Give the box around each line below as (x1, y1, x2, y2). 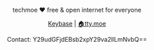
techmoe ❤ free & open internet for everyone (12, 6, 142, 14)
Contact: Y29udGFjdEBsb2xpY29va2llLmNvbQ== (7, 36, 147, 43)
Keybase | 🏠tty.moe (47, 20, 107, 27)
